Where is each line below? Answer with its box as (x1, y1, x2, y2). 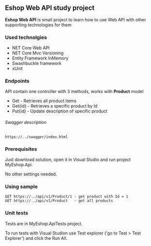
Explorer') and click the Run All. (5, 235, 68, 241)
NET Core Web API (12, 45, 50, 51)
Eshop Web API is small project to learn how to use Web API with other (5, 16, 146, 22)
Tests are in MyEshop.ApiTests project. (5, 220, 83, 227)
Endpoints (5, 77, 30, 84)
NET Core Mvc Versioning (12, 50, 64, 56)
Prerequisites (5, 145, 37, 152)
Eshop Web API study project (5, 4, 95, 12)
